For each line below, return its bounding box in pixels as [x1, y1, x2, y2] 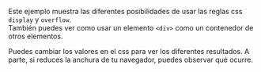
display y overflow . [8, 15, 72, 24]
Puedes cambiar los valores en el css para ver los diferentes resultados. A [8, 47, 250, 56]
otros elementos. [8, 31, 63, 41]
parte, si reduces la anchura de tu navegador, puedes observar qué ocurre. [8, 55, 254, 64]
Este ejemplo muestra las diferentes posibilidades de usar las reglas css [8, 7, 243, 16]
